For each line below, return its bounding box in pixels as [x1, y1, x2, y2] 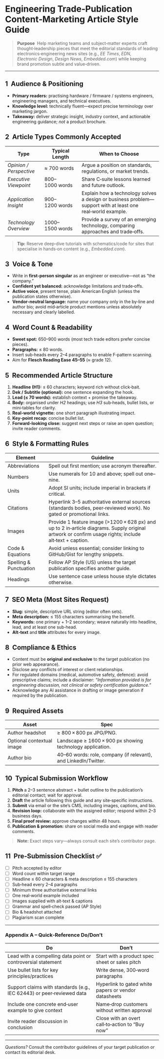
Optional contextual [7, 737, 53, 744]
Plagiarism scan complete [12, 915, 64, 920]
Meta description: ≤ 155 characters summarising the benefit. [12, 613, 135, 619]
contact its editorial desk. [5, 1049, 56, 1055]
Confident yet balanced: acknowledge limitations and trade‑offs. [12, 283, 143, 289]
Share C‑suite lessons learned [81, 176, 150, 183]
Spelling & [7, 559, 31, 566]
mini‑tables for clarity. [12, 405, 56, 410]
